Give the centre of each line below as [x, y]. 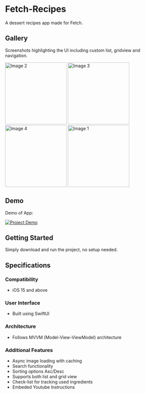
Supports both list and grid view [44, 376]
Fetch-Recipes [36, 9]
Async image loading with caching [47, 361]
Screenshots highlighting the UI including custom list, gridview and [73, 50]
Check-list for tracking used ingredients [52, 382]
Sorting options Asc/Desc [38, 371]
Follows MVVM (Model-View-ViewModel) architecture [67, 337]
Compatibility [22, 279]
